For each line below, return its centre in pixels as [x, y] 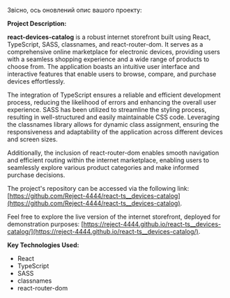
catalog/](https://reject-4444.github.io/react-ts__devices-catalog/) [103, 232]
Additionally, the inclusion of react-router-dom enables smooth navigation [113, 153]
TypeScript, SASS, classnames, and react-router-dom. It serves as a [105, 44]
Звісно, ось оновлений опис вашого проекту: [75, 10]
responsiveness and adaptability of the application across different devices [115, 132]
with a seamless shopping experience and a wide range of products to [108, 59]
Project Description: [37, 23]
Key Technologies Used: [43, 245]
